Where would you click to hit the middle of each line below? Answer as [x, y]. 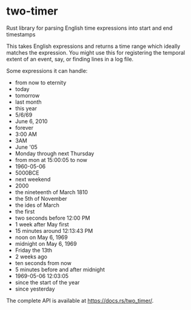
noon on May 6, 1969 [41, 237]
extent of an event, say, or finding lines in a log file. [70, 59]
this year [26, 108]
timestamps [21, 34]
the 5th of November [41, 198]
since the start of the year [47, 282]
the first [25, 211]
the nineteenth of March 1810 [51, 192]
